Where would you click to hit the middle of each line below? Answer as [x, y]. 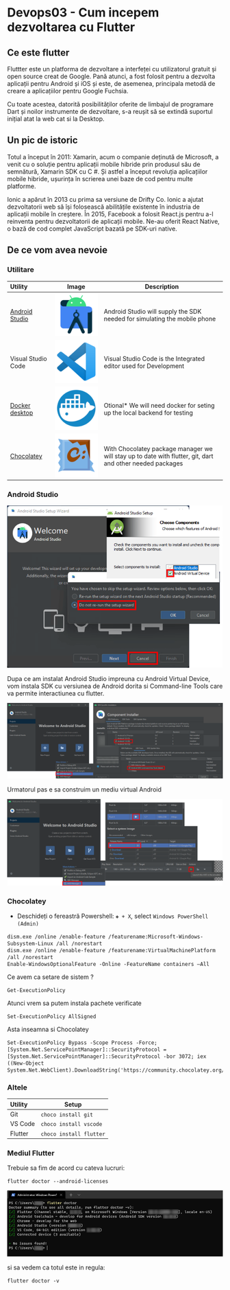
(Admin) [28, 924]
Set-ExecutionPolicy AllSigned [52, 1017]
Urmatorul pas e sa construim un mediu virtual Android [85, 790]
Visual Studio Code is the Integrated [154, 358]
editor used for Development [144, 366]
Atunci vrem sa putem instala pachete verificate [74, 1003]
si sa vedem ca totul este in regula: [56, 1267]
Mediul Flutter [31, 1153]
